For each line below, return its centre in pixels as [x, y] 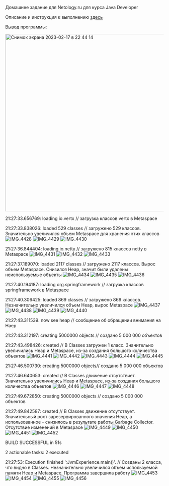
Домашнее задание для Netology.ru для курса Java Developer [72, 7]
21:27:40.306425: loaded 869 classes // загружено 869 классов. [73, 300]
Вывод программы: [26, 27]
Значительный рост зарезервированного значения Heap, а [69, 416]
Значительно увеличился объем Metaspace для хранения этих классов [82, 234]
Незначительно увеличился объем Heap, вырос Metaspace [69, 305]
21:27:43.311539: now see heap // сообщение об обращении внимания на [83, 320]
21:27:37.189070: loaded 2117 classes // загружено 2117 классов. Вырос [80, 264]
